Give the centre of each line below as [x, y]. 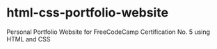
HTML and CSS [29, 39]
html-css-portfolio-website [87, 13]
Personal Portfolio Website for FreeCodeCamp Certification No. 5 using [108, 32]
